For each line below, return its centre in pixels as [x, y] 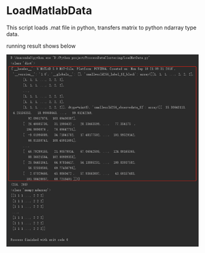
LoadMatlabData [49, 11]
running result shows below [41, 46]
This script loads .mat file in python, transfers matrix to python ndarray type [102, 28]
